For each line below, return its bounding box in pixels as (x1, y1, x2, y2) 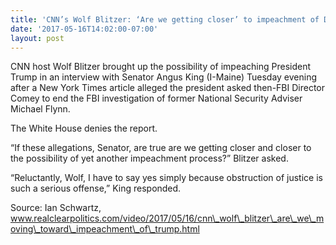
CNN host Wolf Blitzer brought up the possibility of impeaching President (10, 61, 312, 73)
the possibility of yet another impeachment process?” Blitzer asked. (10, 152, 289, 165)
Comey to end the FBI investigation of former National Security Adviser (10, 92, 303, 105)
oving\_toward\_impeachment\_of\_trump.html (10, 223, 200, 235)
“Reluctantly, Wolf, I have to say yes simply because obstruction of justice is (10, 172, 323, 184)
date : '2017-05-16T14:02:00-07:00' (10, 24, 159, 34)
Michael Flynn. (10, 103, 71, 115)
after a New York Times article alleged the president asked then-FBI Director (10, 82, 325, 94)
